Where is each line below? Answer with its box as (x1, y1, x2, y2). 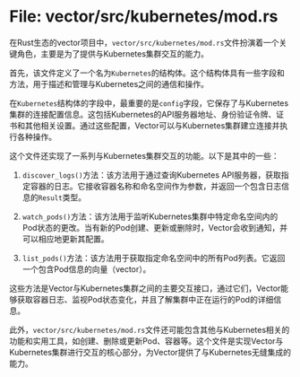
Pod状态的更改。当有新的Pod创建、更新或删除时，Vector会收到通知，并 (21, 222, 288, 232)
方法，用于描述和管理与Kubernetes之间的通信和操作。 (9, 78, 209, 89)
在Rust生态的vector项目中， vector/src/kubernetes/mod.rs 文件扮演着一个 (9, 37, 279, 48)
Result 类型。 (38, 191, 87, 203)
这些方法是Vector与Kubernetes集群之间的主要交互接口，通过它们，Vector (9, 283, 281, 294)
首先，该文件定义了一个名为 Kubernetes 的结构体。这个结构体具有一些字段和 (9, 67, 285, 78)
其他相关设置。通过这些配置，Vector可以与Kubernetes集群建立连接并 (24, 119, 280, 131)
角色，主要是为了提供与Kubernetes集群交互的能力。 (16, 48, 209, 59)
